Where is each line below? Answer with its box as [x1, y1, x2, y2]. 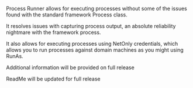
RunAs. [6, 53, 23, 59]
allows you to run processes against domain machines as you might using [6, 46, 184, 53]
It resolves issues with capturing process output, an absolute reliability [6, 23, 176, 29]
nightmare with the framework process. [6, 29, 101, 36]
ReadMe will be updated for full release [6, 76, 101, 82]
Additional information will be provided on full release [6, 64, 135, 71]
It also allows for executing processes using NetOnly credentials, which [6, 40, 178, 47]
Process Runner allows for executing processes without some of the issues [6, 5, 187, 12]
